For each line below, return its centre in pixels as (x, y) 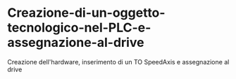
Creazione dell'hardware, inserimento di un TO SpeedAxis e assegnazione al (118, 62)
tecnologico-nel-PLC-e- (79, 28)
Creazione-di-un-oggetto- (86, 13)
